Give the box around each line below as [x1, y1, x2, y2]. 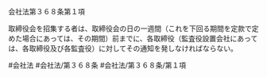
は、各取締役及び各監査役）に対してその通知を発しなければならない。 [8, 44, 238, 53]
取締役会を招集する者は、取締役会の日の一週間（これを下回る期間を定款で [8, 24, 252, 33]
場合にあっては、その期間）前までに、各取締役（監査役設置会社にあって [21, 34, 258, 43]
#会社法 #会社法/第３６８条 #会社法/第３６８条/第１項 [8, 60, 187, 70]
